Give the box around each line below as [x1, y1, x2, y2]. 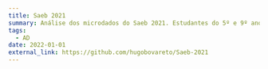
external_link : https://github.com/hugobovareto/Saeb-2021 [8, 48, 209, 56]
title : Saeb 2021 [8, 11, 66, 20]
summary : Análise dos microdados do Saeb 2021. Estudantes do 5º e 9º [8, 19, 248, 27]
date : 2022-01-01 [8, 41, 66, 49]
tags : [8, 26, 26, 34]
